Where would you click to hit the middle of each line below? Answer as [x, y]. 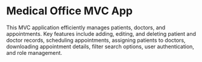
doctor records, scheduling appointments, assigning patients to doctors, [96, 40]
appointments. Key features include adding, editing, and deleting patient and [101, 33]
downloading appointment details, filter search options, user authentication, [100, 46]
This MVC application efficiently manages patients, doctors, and [86, 27]
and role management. [34, 52]
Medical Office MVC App [69, 11]
